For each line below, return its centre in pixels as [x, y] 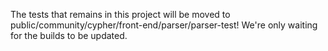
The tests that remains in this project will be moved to [120, 14]
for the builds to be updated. [69, 35]
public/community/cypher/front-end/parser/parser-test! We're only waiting [164, 25]
